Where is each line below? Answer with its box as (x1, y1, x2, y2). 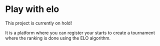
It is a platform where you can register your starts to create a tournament (5, 29, 155, 35)
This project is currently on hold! (5, 20, 72, 26)
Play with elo (5, 3, 59, 15)
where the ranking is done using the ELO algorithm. (5, 35, 111, 41)
